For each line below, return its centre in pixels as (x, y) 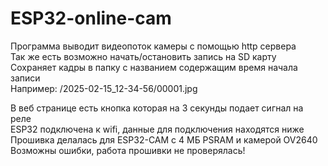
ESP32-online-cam (91, 18)
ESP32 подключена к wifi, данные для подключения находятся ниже (157, 129)
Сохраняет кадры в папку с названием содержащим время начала (154, 67)
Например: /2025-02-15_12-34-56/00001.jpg (104, 88)
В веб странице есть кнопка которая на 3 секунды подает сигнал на (157, 108)
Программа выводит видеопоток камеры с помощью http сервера (153, 46)
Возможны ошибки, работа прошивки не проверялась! (128, 150)
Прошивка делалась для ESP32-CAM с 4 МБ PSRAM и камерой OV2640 (164, 139)
